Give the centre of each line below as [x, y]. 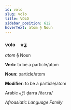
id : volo [14, 9]
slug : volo [16, 14]
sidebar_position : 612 [28, 23]
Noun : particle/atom [25, 74]
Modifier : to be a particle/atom [36, 84]
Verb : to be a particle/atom [32, 65]
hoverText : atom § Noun [29, 28]
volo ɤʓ [16, 45]
